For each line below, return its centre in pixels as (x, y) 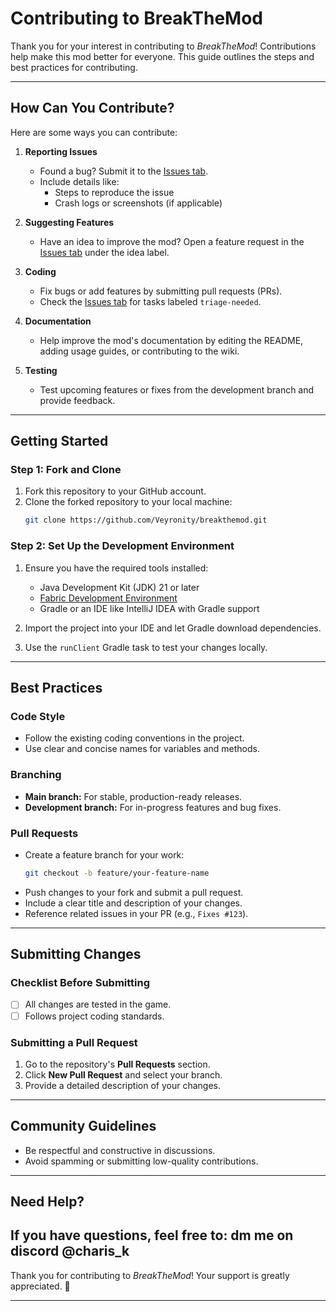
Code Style (38, 716)
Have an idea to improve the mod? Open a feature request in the (172, 241)
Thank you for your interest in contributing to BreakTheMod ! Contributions (163, 46)
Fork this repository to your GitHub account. (115, 491)
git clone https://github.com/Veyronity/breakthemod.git (146, 520)
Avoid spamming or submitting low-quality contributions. (141, 1161)
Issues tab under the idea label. (104, 252)
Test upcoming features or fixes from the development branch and (177, 389)
